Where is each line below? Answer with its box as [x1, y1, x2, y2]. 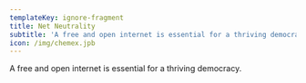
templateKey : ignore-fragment [9, 13, 125, 23]
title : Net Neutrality [9, 22, 96, 31]
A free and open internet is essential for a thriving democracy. [9, 63, 242, 74]
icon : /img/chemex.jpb [9, 38, 96, 48]
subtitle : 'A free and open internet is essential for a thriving [9, 30, 267, 39]
